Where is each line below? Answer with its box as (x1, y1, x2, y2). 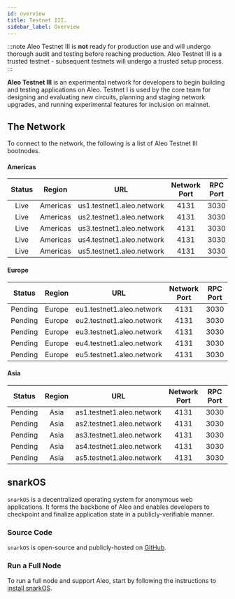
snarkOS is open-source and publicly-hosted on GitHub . (7, 543, 166, 551)
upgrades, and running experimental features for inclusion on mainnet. (7, 101, 211, 109)
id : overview (7, 10, 45, 17)
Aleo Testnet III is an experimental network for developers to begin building (7, 78, 225, 87)
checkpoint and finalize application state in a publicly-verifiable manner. (7, 510, 215, 518)
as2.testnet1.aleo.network (75, 419, 162, 428)
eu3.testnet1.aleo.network (75, 326, 162, 336)
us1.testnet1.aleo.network (78, 201, 164, 210)
